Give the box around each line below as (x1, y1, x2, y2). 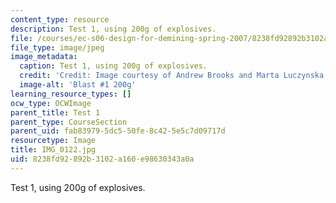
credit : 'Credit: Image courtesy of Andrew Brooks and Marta (19, 71, 280, 81)
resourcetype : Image (10, 136, 97, 146)
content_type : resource (10, 14, 110, 25)
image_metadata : (10, 52, 78, 62)
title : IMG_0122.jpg (10, 145, 97, 155)
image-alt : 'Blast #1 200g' (19, 80, 137, 90)
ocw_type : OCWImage (10, 98, 92, 108)
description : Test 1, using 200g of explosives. (10, 24, 217, 34)
